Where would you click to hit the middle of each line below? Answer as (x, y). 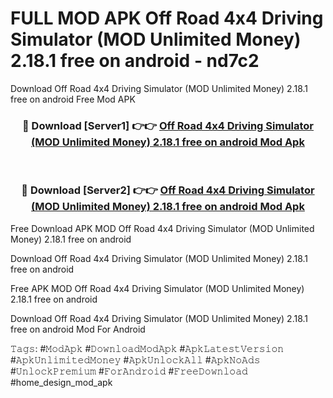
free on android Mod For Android (78, 329)
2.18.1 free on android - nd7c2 (135, 61)
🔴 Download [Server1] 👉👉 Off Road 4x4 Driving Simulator (168, 125)
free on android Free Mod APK (73, 99)
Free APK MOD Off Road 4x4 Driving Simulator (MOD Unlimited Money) (157, 288)
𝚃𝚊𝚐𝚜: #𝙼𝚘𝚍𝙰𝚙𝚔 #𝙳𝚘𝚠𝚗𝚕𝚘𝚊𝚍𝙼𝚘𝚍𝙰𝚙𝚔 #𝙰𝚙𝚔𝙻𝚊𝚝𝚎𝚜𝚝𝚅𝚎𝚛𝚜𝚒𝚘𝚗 (147, 348)
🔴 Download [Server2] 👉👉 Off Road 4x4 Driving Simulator (168, 190)
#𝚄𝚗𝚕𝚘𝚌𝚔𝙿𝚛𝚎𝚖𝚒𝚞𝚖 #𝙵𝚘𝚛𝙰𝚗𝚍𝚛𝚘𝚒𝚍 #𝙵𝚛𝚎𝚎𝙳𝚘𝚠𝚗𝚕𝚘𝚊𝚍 (129, 371)
